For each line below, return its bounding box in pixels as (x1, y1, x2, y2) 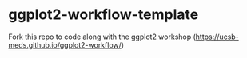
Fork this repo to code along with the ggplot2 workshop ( (8, 32, 196, 41)
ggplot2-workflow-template (8, 6, 199, 24)
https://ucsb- (195, 32, 240, 41)
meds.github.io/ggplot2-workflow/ (8, 40, 122, 49)
